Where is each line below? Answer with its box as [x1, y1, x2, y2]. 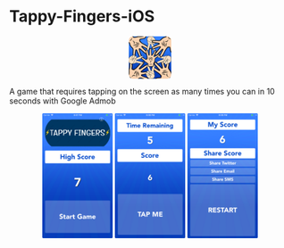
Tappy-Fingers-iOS [9, 6, 155, 27]
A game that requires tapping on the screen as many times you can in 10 [9, 86, 275, 96]
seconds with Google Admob [9, 95, 116, 106]
